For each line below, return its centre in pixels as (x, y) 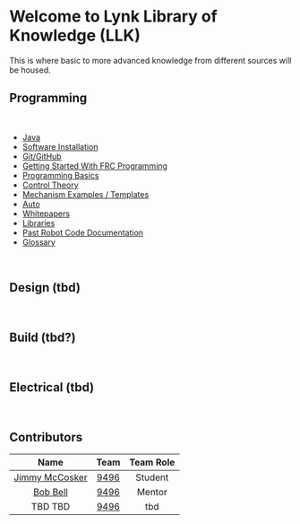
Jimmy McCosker (51, 477)
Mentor (152, 492)
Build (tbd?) (43, 337)
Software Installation (60, 146)
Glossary (39, 242)
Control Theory (50, 185)
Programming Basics (60, 175)
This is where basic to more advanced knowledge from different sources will (150, 60)
